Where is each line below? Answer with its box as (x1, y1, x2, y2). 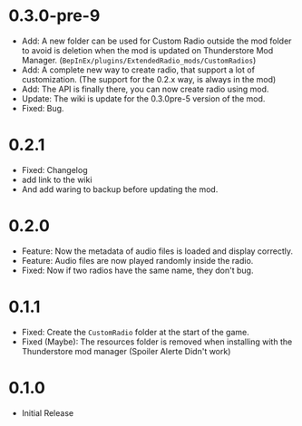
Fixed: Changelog (21, 164, 88, 175)
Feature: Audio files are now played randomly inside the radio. (21, 255, 254, 266)
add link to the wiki (21, 174, 93, 185)
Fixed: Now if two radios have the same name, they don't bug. (21, 265, 254, 276)
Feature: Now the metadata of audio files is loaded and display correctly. (21, 246, 294, 257)
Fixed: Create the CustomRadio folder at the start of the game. (21, 326, 250, 337)
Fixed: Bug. (21, 102, 64, 113)
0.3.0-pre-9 (8, 5, 101, 26)
